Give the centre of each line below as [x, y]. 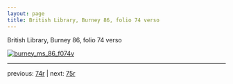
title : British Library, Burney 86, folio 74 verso [83, 20]
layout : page [26, 14]
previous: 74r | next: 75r [41, 73]
